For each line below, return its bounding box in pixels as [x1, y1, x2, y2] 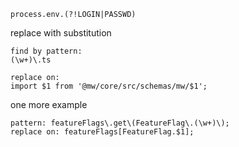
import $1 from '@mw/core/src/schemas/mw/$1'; [10, 81, 208, 91]
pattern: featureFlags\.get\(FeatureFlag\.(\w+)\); [10, 118, 230, 128]
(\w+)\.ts [10, 55, 52, 65]
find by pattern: [10, 46, 83, 56]
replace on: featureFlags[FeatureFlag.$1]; [10, 127, 195, 137]
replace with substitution [10, 27, 112, 39]
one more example [10, 99, 88, 110]
